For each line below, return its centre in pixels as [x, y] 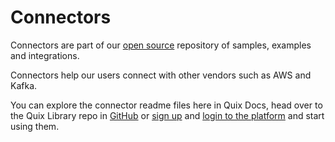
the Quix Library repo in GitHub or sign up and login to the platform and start [167, 115]
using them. [35, 126]
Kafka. [24, 85]
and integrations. [45, 55]
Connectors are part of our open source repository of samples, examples [161, 45]
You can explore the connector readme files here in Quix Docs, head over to [166, 105]
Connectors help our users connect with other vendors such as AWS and [161, 75]
